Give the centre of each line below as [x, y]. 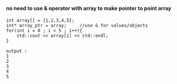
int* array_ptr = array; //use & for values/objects [77, 26]
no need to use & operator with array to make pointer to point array [89, 8]
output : [17, 51]
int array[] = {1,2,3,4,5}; [40, 20]
